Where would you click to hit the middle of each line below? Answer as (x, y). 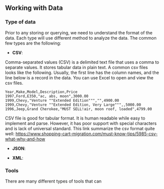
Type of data (20, 22)
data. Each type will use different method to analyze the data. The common (81, 38)
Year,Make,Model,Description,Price (41, 92)
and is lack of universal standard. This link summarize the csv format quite (80, 128)
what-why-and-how (25, 139)
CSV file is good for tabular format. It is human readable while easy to (75, 118)
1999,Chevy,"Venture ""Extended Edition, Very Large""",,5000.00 (73, 105)
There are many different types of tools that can (53, 181)
